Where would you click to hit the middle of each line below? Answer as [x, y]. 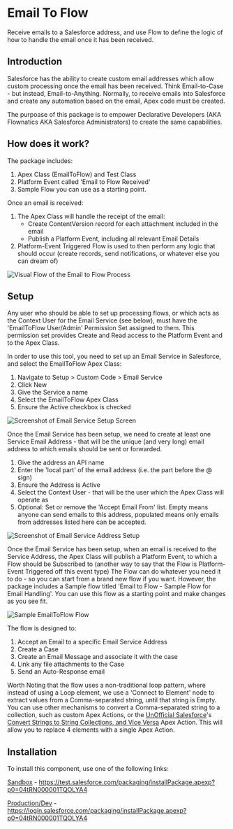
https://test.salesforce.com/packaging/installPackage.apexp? [127, 782]
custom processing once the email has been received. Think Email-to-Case [115, 86]
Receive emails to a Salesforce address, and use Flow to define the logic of [115, 32]
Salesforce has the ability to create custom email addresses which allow [111, 78]
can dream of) [38, 261]
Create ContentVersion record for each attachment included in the [123, 224]
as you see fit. [28, 601]
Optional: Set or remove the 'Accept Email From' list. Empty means [113, 507]
